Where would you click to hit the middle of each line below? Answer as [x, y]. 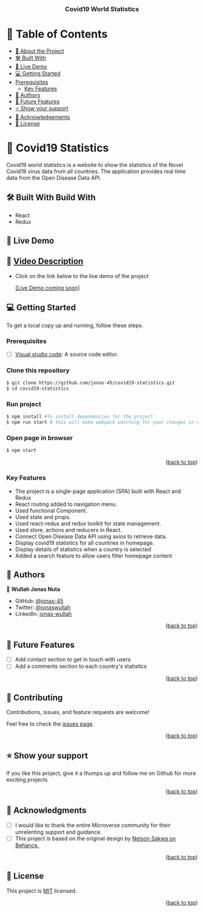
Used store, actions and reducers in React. [69, 529]
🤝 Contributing [35, 697]
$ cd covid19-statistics [38, 389]
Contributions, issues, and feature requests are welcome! [78, 712]
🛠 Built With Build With [51, 198]
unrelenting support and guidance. [58, 832]
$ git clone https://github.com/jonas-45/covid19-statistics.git [90, 383]
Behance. [27, 845]
